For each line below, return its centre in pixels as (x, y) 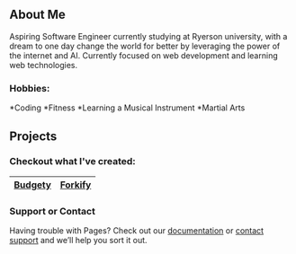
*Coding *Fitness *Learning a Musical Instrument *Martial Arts (127, 108)
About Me (37, 15)
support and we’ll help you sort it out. (78, 241)
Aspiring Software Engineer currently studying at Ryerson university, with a (148, 36)
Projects (33, 136)
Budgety (33, 185)
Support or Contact (53, 211)
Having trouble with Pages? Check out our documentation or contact (136, 231)
